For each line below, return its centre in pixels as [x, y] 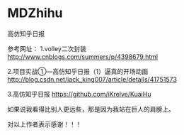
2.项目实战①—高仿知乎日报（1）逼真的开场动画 [78, 71]
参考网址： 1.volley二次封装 [47, 48]
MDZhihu [35, 13]
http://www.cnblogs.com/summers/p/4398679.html [82, 56]
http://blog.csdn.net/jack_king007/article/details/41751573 [92, 79]
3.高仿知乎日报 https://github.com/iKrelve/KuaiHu [79, 94]
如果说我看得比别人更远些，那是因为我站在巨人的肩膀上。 [91, 109]
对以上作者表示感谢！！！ [45, 124]
